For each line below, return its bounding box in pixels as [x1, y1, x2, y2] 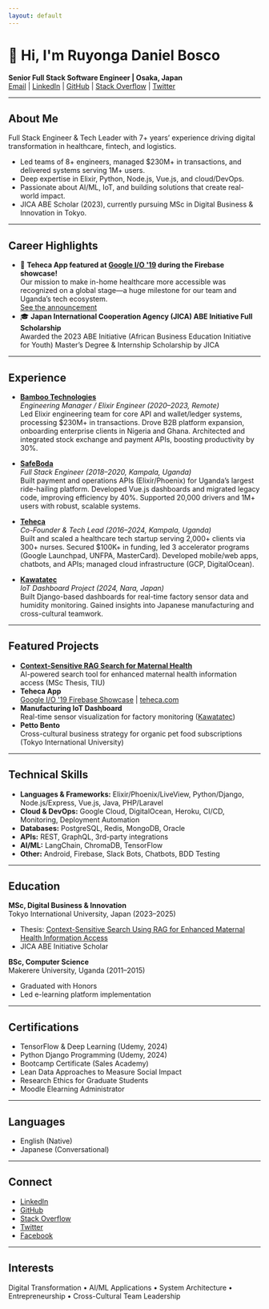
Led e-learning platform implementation [19, 990, 152, 999]
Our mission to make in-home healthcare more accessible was [19, 277, 227, 287]
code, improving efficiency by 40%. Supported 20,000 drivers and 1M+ [19, 493, 256, 502]
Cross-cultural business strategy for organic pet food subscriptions [19, 729, 243, 738]
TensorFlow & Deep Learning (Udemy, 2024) [19, 1042, 168, 1051]
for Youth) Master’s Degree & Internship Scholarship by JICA [19, 340, 220, 350]
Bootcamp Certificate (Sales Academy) [19, 1058, 150, 1069]
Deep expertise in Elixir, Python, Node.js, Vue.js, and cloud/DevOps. [19, 174, 244, 184]
